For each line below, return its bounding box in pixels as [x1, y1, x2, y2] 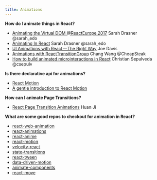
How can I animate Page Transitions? [5, 95, 81, 100]
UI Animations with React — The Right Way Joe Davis [12, 45, 118, 51]
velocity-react [12, 143, 40, 149]
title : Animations [5, 7, 42, 12]
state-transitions [12, 149, 45, 155]
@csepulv [12, 61, 33, 67]
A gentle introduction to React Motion [12, 85, 87, 91]
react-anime [12, 133, 37, 139]
